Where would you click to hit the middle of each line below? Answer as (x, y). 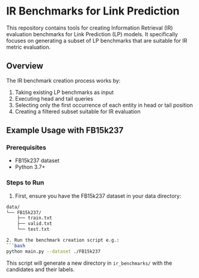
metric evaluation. (29, 47)
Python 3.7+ (30, 167)
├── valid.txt (35, 224)
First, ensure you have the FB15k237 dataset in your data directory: (98, 196)
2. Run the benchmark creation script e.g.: (63, 240)
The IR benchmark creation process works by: (63, 80)
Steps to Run (25, 183)
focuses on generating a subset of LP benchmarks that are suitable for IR (97, 40)
